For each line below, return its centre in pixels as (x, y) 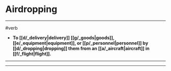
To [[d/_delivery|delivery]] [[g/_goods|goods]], (63, 38)
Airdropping (31, 9)
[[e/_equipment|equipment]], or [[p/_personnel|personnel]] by (80, 43)
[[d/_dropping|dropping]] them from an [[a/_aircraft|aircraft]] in (81, 48)
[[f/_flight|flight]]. (32, 53)
